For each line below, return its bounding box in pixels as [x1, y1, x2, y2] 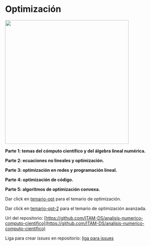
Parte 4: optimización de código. [5, 177, 74, 183]
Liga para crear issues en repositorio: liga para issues [5, 235, 114, 241]
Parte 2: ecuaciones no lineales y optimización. [5, 157, 105, 163]
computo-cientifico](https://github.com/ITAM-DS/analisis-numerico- [5, 220, 145, 226]
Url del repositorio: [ [5, 215, 46, 221]
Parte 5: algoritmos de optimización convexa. [5, 186, 100, 192]
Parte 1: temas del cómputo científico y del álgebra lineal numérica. [5, 148, 146, 154]
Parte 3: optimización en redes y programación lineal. [5, 167, 117, 173]
